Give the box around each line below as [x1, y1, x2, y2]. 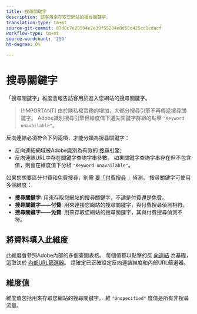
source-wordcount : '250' [6, 36, 67, 42]
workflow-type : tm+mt [6, 31, 59, 37]
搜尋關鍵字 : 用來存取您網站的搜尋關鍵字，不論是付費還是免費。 [14, 194, 168, 201]
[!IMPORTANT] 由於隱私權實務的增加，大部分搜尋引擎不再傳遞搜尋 [20, 107, 182, 114]
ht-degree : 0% [6, 42, 41, 48]
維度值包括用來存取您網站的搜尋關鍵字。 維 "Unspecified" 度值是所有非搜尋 [6, 295, 189, 302]
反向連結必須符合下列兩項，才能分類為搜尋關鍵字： [6, 134, 130, 141]
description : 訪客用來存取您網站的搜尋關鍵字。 [6, 14, 111, 20]
